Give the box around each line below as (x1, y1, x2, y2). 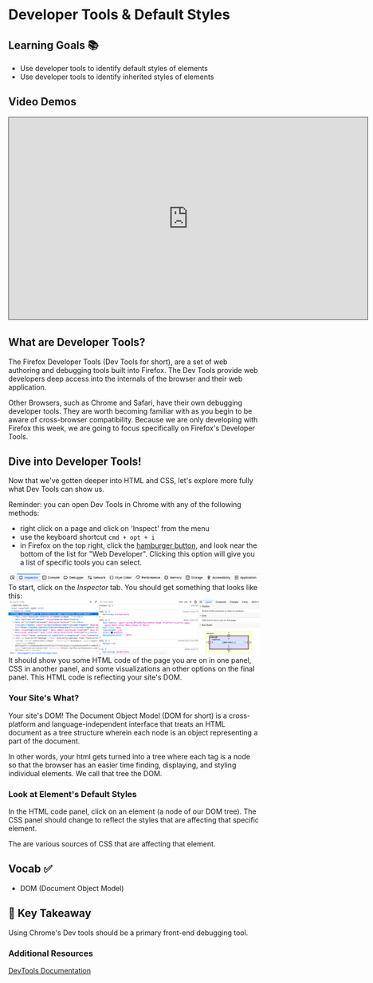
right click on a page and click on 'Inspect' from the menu (19, 524, 210, 533)
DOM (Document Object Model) (19, 883, 124, 893)
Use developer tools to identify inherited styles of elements (19, 72, 214, 81)
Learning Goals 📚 (8, 38, 100, 52)
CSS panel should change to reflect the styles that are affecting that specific (8, 815, 259, 825)
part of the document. (8, 736, 80, 746)
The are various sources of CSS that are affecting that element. (8, 839, 216, 849)
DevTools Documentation (8, 965, 92, 975)
